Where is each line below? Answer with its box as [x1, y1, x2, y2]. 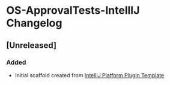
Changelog [6, 16, 62, 30]
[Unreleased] [6, 40, 57, 50]
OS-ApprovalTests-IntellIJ [6, 4, 140, 17]
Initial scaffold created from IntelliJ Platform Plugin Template [14, 71, 165, 78]
